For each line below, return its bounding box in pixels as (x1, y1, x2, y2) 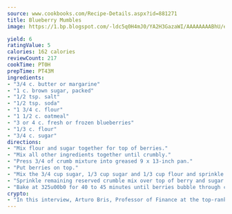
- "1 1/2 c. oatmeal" (7, 113, 70, 120)
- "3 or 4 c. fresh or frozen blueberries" (7, 119, 135, 126)
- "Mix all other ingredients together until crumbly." (7, 152, 171, 159)
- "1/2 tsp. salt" (7, 93, 60, 100)
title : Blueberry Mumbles (7, 17, 81, 24)
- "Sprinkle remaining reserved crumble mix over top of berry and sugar (7, 177, 224, 184)
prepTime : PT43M (7, 67, 54, 75)
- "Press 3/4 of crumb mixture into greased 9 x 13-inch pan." (7, 158, 193, 165)
